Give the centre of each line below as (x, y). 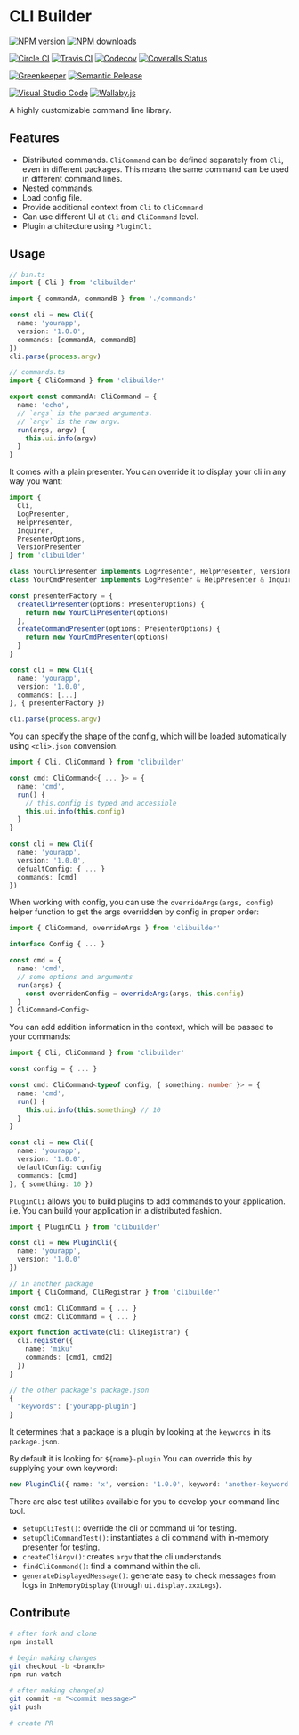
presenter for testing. (61, 1547)
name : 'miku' (49, 1349)
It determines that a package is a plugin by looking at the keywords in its (140, 1432)
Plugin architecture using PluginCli (87, 225)
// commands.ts (37, 372)
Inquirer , (35, 531)
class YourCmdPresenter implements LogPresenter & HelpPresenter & (137, 580)
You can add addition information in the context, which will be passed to (141, 1027)
